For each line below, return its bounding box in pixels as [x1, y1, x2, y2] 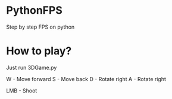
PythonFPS [6, 4, 62, 17]
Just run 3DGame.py [6, 64, 57, 71]
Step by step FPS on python [6, 23, 75, 30]
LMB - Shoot [6, 87, 37, 94]
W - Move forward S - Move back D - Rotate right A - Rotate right [6, 75, 167, 82]
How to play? [6, 44, 72, 58]
